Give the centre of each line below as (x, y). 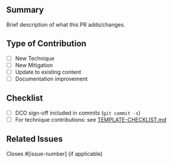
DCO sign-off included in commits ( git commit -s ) (78, 113)
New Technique (34, 58)
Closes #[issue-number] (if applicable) (54, 153)
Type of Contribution (46, 44)
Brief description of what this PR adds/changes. (66, 24)
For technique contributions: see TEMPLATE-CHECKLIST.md (91, 119)
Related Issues (34, 139)
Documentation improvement (51, 79)
